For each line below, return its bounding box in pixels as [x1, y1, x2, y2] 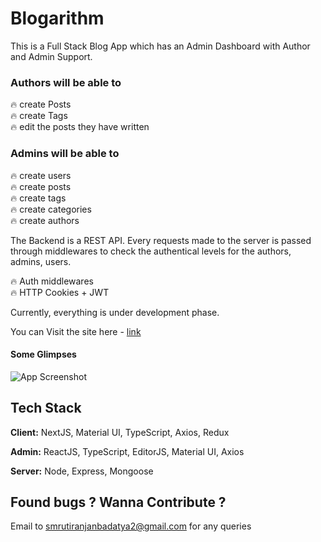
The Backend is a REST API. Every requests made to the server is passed [10, 234, 312, 246]
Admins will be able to [10, 147, 120, 161]
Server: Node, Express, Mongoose [10, 465, 154, 477]
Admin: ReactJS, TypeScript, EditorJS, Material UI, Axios [10, 445, 245, 457]
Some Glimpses [10, 348, 77, 361]
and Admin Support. [10, 50, 93, 62]
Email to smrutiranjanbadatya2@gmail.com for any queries [10, 520, 252, 532]
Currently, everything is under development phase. [10, 306, 220, 318]
